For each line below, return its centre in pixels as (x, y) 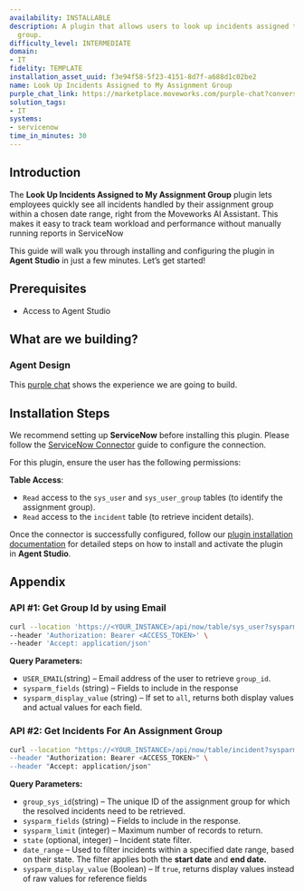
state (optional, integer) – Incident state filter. (107, 840)
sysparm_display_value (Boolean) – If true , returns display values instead (158, 869)
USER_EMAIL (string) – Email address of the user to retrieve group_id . (147, 679)
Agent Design (40, 365)
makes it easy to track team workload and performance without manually (146, 223)
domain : (24, 52)
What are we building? (74, 339)
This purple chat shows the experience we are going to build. (123, 385)
